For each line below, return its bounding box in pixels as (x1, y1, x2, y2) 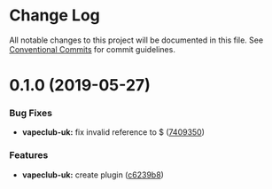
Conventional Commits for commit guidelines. (9, 43, 175, 54)
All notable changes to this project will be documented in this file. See (9, 35, 264, 45)
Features (9, 149, 49, 161)
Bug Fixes (9, 107, 53, 120)
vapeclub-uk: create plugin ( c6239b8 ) (21, 169, 164, 180)
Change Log (9, 5, 100, 26)
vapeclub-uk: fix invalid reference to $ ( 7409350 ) (21, 127, 206, 138)
